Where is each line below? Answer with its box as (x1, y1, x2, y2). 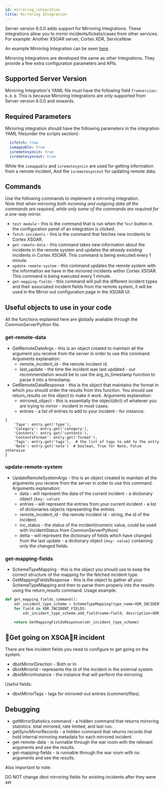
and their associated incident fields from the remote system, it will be (12, 284, 152, 290)
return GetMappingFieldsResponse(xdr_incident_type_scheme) (14, 620, 139, 625)
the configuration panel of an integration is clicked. (12, 226, 115, 232)
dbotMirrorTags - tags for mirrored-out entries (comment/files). (12, 691, 141, 697)
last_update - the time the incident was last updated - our (19, 366, 136, 372)
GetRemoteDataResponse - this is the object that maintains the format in (12, 382, 159, 388)
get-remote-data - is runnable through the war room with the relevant (12, 739, 153, 745)
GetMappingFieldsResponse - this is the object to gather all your (12, 577, 143, 583)
